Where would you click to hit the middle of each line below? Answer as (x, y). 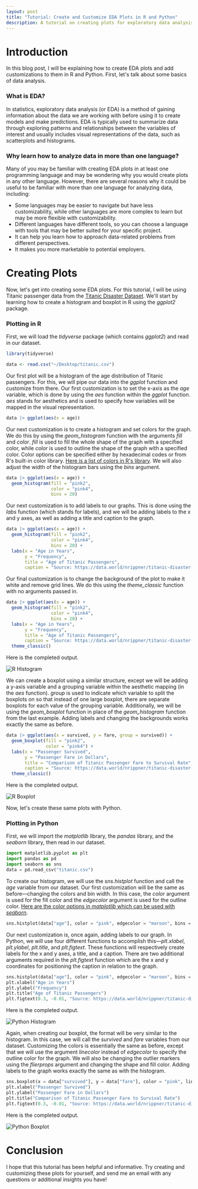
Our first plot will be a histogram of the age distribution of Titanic (85, 376)
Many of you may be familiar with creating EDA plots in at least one (88, 169)
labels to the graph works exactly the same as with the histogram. (86, 1071)
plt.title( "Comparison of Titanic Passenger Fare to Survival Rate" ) (93, 1098)
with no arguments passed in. (42, 592)
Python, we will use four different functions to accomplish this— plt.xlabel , (96, 941)
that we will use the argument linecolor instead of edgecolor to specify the (96, 1052)
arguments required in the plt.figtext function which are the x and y (88, 959)
